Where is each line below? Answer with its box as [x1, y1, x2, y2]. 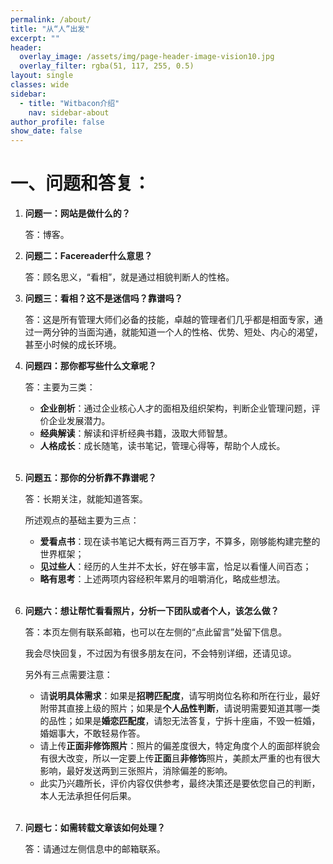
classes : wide [10, 80, 70, 90]
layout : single [10, 71, 74, 81]
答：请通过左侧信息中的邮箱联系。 [24, 843, 166, 855]
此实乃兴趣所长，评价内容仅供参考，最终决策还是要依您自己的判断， [39, 777, 321, 790]
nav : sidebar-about [28, 107, 110, 118]
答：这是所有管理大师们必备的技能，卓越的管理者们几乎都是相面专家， [24, 314, 315, 326]
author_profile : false [10, 117, 105, 127]
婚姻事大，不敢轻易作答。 [39, 727, 146, 740]
